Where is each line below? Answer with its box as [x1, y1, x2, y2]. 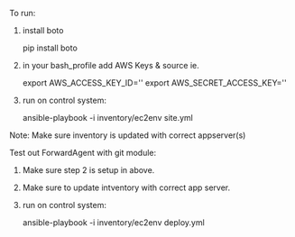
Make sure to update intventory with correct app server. [22, 182, 231, 193]
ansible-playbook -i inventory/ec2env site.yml [22, 113, 194, 123]
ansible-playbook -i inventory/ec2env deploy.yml [22, 217, 205, 228]
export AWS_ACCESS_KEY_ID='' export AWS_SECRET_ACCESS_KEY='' [22, 77, 287, 88]
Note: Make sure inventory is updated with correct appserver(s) [9, 130, 246, 141]
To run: [9, 8, 36, 18]
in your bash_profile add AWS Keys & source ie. [22, 60, 200, 70]
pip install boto [22, 42, 78, 53]
